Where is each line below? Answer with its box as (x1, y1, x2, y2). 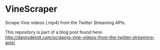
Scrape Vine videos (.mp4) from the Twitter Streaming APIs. (5, 20, 126, 25)
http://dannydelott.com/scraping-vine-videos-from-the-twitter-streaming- (5, 34, 155, 40)
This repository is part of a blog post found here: (5, 29, 103, 35)
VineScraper (5, 3, 58, 15)
